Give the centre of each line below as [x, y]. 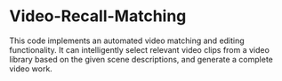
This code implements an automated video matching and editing [127, 40]
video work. [31, 69]
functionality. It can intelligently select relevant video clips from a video [139, 49]
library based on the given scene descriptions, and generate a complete [141, 59]
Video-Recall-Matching [98, 16]
